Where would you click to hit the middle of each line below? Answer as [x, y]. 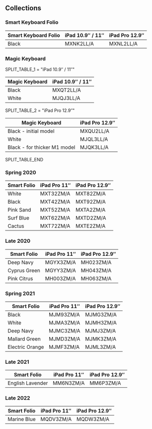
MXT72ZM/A [55, 226]
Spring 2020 [21, 172]
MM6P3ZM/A [105, 383]
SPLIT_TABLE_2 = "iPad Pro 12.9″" [40, 110]
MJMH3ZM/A [101, 322]
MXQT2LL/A [66, 90]
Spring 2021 [20, 293]
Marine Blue [22, 419]
